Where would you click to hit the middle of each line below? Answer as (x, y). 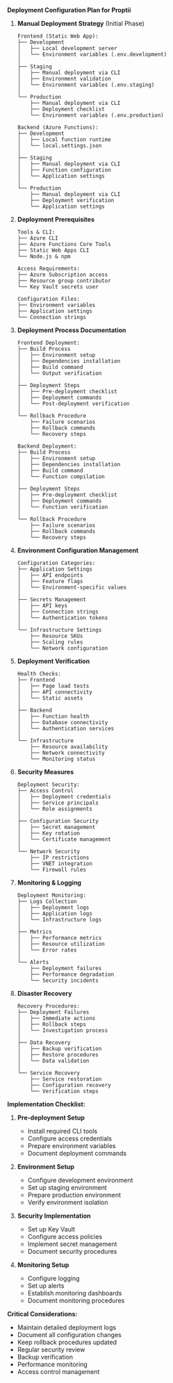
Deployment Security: (48, 785)
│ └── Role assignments (55, 809)
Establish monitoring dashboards (75, 1293)
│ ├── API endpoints (50, 575)
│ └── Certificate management (64, 840)
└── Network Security (48, 851)
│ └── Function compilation (61, 477)
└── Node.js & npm (44, 256)
